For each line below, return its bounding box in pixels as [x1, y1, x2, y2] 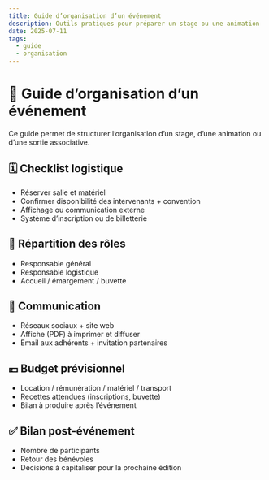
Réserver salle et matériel [20, 188, 106, 197]
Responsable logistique [20, 267, 99, 277]
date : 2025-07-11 [8, 27, 67, 35]
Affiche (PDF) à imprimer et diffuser [20, 330, 141, 339]
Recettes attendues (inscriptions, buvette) [20, 391, 161, 402]
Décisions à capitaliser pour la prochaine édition [20, 463, 182, 472]
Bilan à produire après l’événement [20, 400, 137, 410]
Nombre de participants [20, 446, 100, 455]
